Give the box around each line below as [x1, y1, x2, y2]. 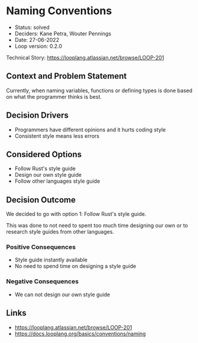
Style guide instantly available [14, 256, 87, 264]
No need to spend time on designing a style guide [14, 263, 137, 270]
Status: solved [14, 24, 50, 31]
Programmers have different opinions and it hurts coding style [14, 126, 166, 133]
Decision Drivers [6, 111, 69, 121]
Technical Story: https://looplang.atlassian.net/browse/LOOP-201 [6, 54, 164, 61]
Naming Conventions [6, 4, 112, 18]
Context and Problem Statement [6, 71, 127, 81]
